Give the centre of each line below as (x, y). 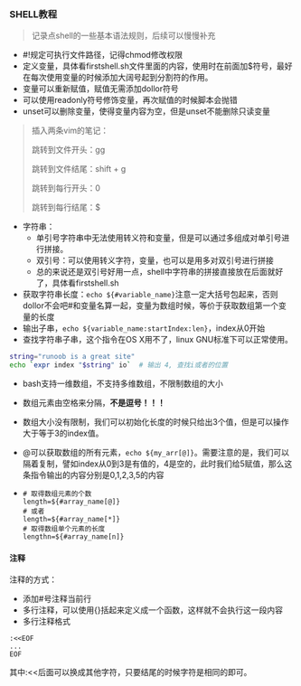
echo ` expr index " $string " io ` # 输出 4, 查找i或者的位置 (119, 365)
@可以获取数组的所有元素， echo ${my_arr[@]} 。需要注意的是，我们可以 (156, 453)
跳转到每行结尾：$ (66, 207)
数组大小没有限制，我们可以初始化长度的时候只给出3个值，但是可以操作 (155, 422)
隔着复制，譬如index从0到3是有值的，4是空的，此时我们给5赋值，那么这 (157, 464)
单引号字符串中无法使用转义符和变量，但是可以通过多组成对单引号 (159, 238)
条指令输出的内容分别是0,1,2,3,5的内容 (93, 475)
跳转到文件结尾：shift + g (79, 169)
